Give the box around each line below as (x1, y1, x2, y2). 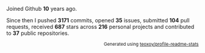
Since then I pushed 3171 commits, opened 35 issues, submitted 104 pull (6, 17, 190, 23)
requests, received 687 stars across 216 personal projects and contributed (6, 23, 195, 30)
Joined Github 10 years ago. (6, 5, 77, 12)
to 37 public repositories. (6, 30, 70, 37)
